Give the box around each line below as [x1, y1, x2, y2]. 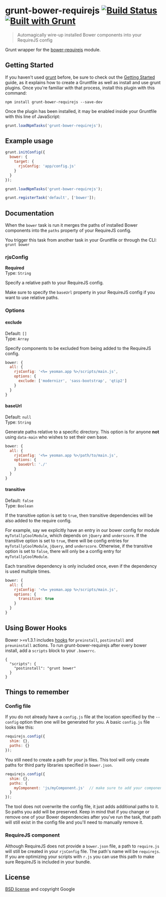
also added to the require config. [5, 517, 72, 523]
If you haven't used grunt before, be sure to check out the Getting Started [5, 74, 155, 80]
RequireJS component [5, 832, 60, 839]
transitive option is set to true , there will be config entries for [5, 538, 129, 544]
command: [5, 90, 27, 96]
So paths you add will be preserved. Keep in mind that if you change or [5, 809, 150, 815]
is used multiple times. [5, 568, 51, 574]
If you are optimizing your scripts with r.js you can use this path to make [5, 853, 155, 859]
